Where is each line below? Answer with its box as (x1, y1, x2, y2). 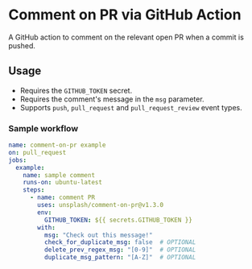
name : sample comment (23, 171, 95, 179)
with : (37, 223, 56, 231)
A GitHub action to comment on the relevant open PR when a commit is (8, 32, 244, 42)
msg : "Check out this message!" (43, 231, 153, 239)
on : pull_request (8, 148, 67, 156)
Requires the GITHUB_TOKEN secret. (19, 85, 133, 95)
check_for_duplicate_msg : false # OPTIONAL (43, 238, 196, 246)
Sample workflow (8, 122, 79, 134)
